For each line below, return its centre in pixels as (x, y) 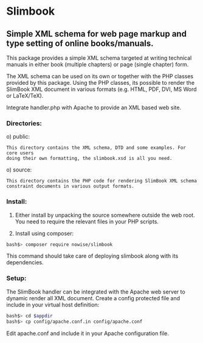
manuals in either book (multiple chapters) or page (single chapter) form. (98, 64)
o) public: (18, 137)
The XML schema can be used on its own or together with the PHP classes (100, 76)
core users (20, 153)
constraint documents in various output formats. (71, 186)
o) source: (19, 170)
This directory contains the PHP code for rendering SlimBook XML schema (102, 181)
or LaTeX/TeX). (25, 96)
